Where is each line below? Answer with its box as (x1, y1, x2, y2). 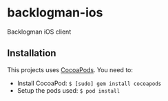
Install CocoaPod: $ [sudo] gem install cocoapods (17, 79, 162, 87)
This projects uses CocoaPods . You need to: (7, 65, 133, 74)
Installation (7, 47, 56, 59)
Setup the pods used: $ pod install (17, 86, 120, 94)
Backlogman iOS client (7, 27, 72, 36)
